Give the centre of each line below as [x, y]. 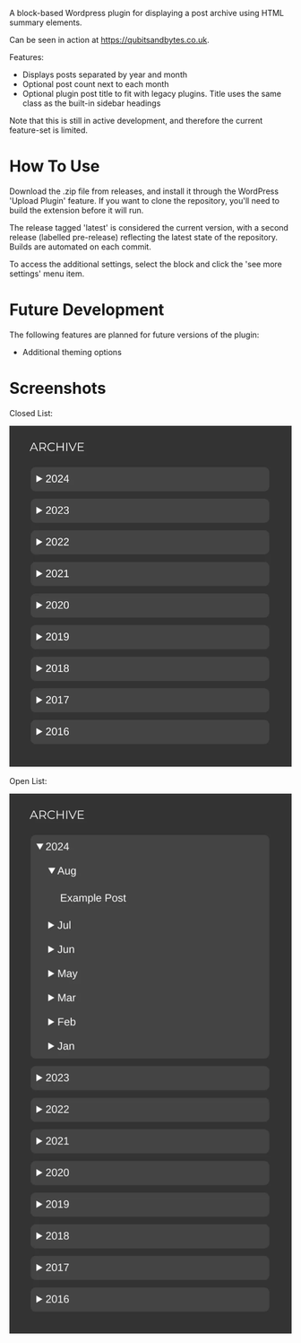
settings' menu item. [47, 274]
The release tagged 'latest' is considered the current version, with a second [149, 227]
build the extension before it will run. [77, 210]
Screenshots [58, 388]
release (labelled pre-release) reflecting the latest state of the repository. [144, 237]
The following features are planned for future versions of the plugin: [134, 335]
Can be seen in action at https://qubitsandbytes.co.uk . [110, 40]
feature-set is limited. [48, 130]
